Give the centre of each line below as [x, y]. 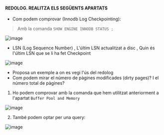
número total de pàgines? [39, 83]
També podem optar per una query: [49, 118]
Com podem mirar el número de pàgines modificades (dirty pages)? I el [85, 78]
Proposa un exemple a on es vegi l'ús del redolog [63, 73]
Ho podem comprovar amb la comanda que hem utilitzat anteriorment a [85, 93]
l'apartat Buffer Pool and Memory [46, 98]
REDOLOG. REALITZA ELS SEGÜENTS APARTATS [56, 8]
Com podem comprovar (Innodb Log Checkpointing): [67, 19]
